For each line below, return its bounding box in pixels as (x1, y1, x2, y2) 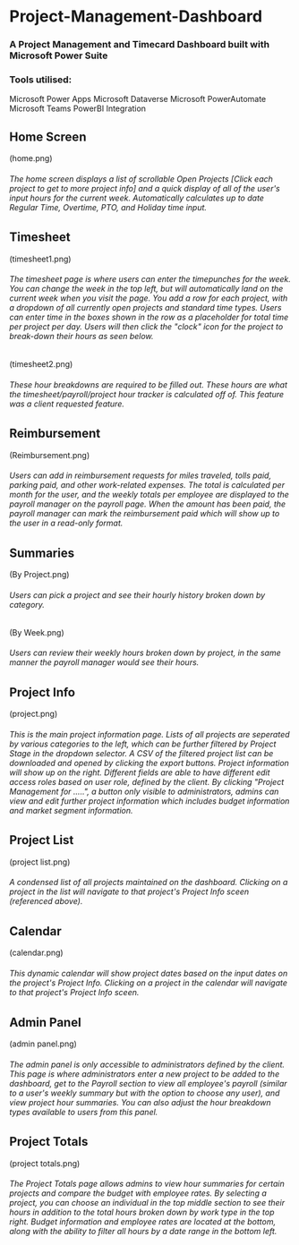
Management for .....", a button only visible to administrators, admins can (9, 786, 279, 797)
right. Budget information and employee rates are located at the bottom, (9, 1216, 276, 1227)
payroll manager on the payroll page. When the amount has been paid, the (9, 499, 286, 509)
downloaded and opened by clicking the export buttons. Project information (9, 757, 289, 768)
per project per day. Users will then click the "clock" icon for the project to (9, 321, 284, 332)
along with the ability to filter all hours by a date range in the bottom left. (9, 1226, 278, 1237)
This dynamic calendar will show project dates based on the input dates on (9, 968, 288, 978)
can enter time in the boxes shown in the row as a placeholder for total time (9, 311, 289, 323)
